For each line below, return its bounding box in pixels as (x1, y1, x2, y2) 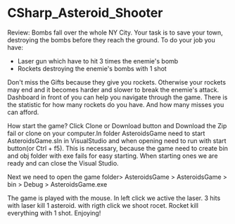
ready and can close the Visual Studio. (7, 158, 119, 167)
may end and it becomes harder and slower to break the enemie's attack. (7, 85, 220, 94)
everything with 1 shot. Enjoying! (7, 209, 101, 217)
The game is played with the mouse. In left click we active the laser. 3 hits (7, 194, 221, 202)
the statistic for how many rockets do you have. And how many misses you (7, 100, 224, 108)
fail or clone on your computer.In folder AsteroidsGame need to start (7, 129, 205, 137)
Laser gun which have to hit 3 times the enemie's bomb (17, 56, 179, 65)
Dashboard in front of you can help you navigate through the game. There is (7, 93, 228, 101)
